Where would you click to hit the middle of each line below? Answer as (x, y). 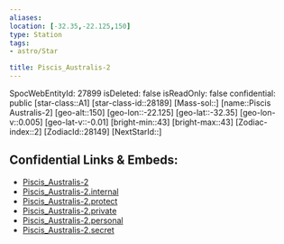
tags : (19, 43)
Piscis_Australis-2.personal (73, 220)
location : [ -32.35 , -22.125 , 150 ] (70, 26)
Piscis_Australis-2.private (69, 211)
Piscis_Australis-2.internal (70, 192)
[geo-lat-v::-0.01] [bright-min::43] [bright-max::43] (139, 122)
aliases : (26, 18)
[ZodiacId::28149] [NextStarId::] (103, 131)
